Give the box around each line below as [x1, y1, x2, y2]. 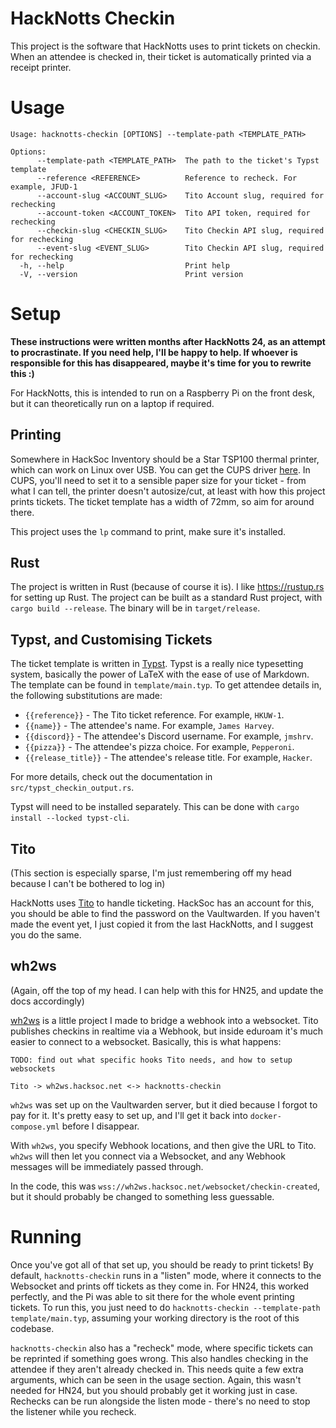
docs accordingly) [10, 995, 85, 1007]
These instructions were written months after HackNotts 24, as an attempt [10, 335, 326, 347]
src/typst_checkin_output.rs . [10, 782, 135, 794]
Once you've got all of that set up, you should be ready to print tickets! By [10, 1258, 314, 1271]
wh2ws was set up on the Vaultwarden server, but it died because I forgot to [10, 1098, 318, 1111]
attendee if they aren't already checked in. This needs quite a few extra [10, 1363, 304, 1375]
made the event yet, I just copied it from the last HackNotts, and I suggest [10, 918, 314, 931]
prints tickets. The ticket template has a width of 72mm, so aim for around [10, 495, 315, 507]
